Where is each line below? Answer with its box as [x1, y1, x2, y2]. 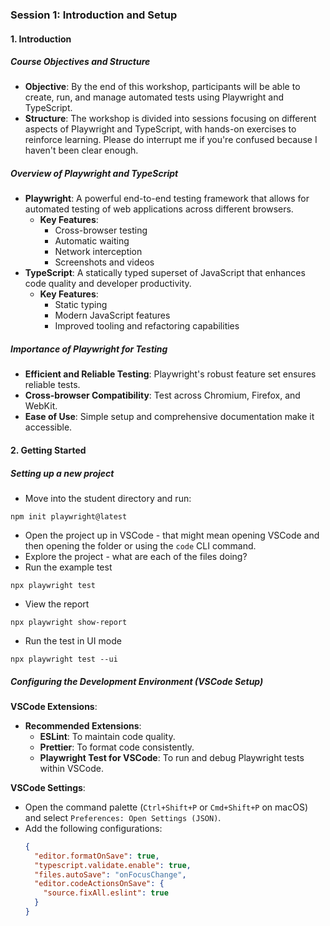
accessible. [24, 421, 73, 433]
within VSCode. [39, 762, 104, 774]
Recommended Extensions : [24, 719, 142, 732]
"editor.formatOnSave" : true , [34, 851, 160, 861]
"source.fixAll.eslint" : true [43, 888, 169, 898]
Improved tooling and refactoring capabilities [54, 320, 240, 332]
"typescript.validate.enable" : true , [34, 860, 192, 870]
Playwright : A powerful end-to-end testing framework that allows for [24, 193, 310, 205]
